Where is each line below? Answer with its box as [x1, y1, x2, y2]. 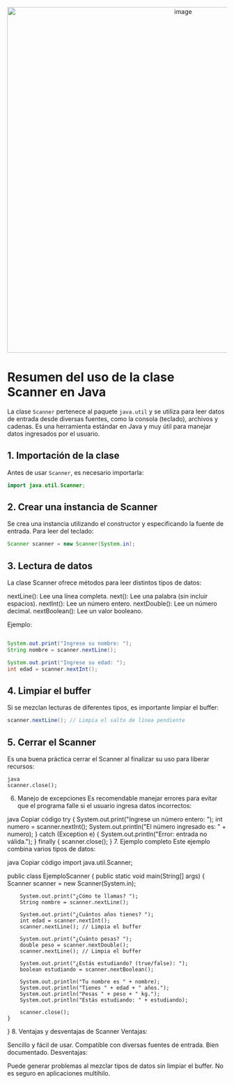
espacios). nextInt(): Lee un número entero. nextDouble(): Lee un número [7, 599, 218, 608]
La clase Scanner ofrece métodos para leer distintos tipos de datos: [7, 578, 202, 587]
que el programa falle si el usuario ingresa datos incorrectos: [17, 802, 192, 810]
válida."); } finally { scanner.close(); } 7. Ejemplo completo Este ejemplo [7, 837, 210, 846]
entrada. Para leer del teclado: [7, 527, 94, 536]
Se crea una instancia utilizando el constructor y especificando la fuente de [7, 520, 224, 528]
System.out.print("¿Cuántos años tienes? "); [19, 911, 155, 918]
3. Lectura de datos [7, 559, 93, 572]
